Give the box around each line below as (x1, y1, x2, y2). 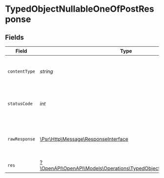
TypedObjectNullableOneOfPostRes (5, 3, 155, 15)
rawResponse (7, 137, 36, 142)
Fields (5, 33, 24, 41)
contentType (7, 69, 36, 74)
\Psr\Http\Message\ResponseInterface (40, 136, 128, 142)
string (40, 68, 54, 75)
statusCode (7, 101, 33, 106)
